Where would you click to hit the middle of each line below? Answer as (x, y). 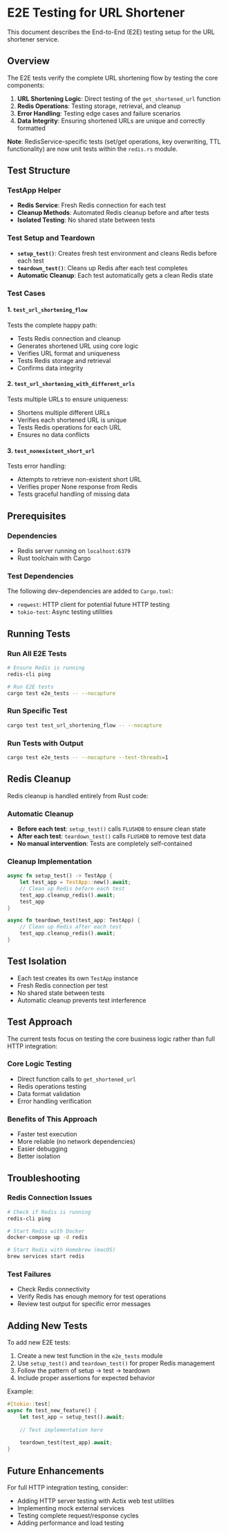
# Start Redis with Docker (46, 1231)
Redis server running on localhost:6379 (74, 550)
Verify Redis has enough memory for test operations (92, 1296)
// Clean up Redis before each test (73, 888)
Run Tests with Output (46, 743)
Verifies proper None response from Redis (77, 487)
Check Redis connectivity (54, 1289)
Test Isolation (37, 961)
